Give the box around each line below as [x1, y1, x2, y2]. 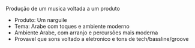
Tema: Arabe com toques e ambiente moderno [14, 23, 130, 30]
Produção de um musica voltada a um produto [5, 5, 121, 12]
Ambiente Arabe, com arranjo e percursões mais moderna [14, 29, 158, 36]
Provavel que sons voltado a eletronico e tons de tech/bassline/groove [14, 36, 189, 42]
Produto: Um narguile [14, 17, 67, 23]
